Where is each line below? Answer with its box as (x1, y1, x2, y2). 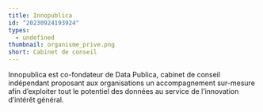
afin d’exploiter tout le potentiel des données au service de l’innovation (8, 87, 239, 95)
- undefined (15, 33, 55, 42)
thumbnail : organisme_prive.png (8, 41, 115, 49)
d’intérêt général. (8, 95, 64, 104)
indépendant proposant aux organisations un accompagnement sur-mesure (8, 78, 256, 88)
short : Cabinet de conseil (8, 48, 97, 56)
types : (8, 26, 30, 34)
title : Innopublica (8, 11, 73, 20)
